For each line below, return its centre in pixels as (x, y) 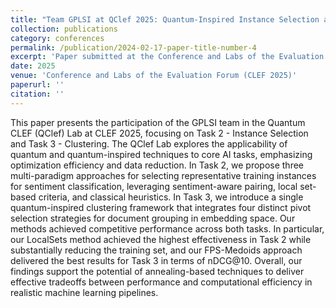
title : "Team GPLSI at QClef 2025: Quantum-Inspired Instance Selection (165, 19)
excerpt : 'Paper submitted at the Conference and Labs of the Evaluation (167, 57)
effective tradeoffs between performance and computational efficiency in (161, 282)
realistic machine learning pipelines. (84, 292)
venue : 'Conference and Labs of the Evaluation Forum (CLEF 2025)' (154, 76)
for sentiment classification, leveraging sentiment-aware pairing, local (154, 186)
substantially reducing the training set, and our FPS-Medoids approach (156, 250)
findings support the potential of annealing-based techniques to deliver (157, 271)
